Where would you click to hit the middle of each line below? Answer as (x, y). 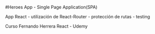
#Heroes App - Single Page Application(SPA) (51, 7)
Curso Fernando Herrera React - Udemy (46, 26)
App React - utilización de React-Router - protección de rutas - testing (78, 17)
